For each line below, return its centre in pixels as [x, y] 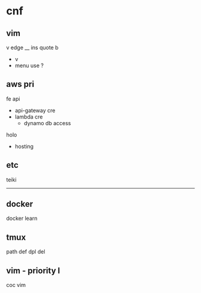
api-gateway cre [35, 110]
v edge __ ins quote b [32, 47]
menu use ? [29, 65]
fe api [13, 99]
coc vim [16, 285]
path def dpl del [26, 252]
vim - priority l [33, 271]
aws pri [20, 84]
